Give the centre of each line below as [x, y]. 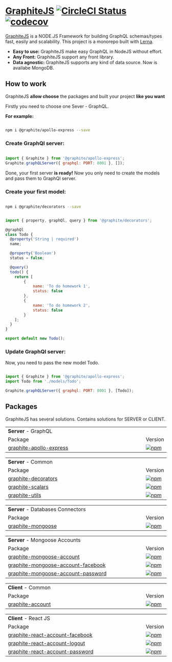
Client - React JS [29, 618]
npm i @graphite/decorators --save [43, 207]
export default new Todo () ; [35, 338]
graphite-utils [25, 495]
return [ [24, 277]
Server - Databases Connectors [47, 509]
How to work [26, 84]
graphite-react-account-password [51, 651]
